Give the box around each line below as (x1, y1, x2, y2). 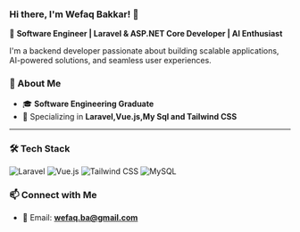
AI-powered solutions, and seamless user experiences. (9, 55, 212, 66)
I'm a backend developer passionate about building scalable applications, (9, 46, 279, 56)
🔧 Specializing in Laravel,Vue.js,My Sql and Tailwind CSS (21, 111, 237, 121)
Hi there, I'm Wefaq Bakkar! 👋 (9, 8, 139, 21)
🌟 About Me (9, 78, 62, 90)
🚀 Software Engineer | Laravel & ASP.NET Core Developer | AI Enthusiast (9, 29, 283, 39)
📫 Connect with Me (9, 188, 97, 201)
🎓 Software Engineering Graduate (21, 98, 154, 109)
